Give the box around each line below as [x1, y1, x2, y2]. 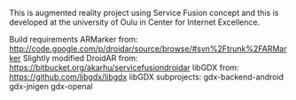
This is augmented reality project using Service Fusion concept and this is [9, 8, 279, 18]
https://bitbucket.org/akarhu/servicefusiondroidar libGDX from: [9, 62, 239, 73]
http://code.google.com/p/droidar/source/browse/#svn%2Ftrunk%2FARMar [9, 43, 287, 54]
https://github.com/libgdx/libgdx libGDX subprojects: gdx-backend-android [9, 72, 284, 82]
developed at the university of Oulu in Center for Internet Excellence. [9, 17, 260, 27]
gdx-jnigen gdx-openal [9, 81, 93, 91]
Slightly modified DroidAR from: [22, 53, 139, 63]
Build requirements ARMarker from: [9, 35, 139, 44]
